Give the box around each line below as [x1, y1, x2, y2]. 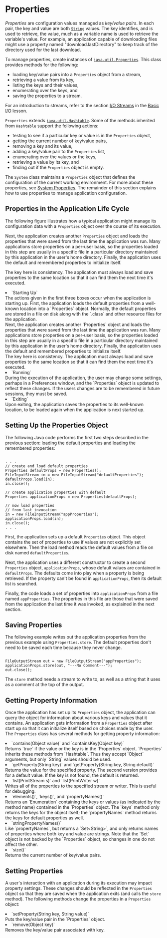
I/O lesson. [5, 108, 27, 114]
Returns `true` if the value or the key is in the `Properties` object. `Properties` [5, 746, 163, 752]
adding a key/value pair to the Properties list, [12, 148, 106, 154]
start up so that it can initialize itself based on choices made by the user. [5, 725, 154, 732]
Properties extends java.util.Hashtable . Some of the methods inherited [5, 117, 155, 123]
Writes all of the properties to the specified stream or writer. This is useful [5, 783, 157, 789]
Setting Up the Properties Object [5, 421, 108, 430]
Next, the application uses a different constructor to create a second [5, 559, 146, 565]
